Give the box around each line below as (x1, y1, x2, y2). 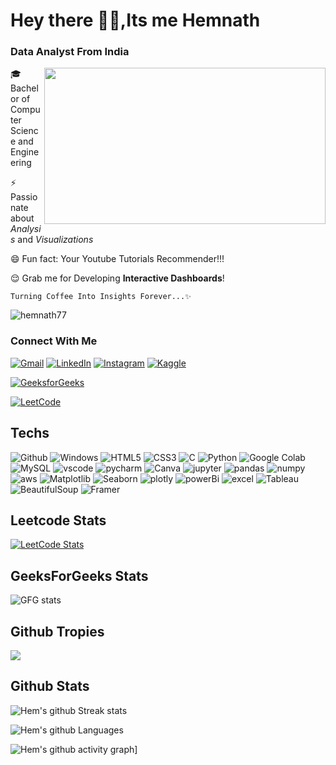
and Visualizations (17, 234, 94, 246)
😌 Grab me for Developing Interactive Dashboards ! (10, 272, 225, 284)
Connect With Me (10, 334, 98, 348)
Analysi (10, 223, 42, 235)
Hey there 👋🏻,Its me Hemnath (10, 9, 261, 32)
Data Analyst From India (10, 45, 130, 59)
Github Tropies (10, 623, 105, 640)
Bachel (10, 82, 39, 94)
